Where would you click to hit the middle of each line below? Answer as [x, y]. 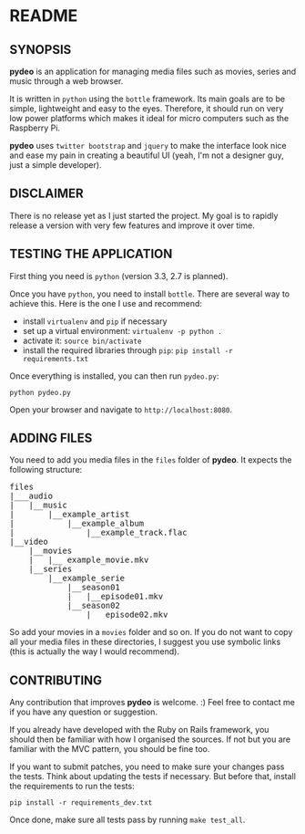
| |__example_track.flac [98, 533]
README [44, 16]
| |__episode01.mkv [115, 597]
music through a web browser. [66, 81]
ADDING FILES [51, 438]
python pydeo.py [40, 392]
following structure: [46, 470]
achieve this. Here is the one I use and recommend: [106, 303]
